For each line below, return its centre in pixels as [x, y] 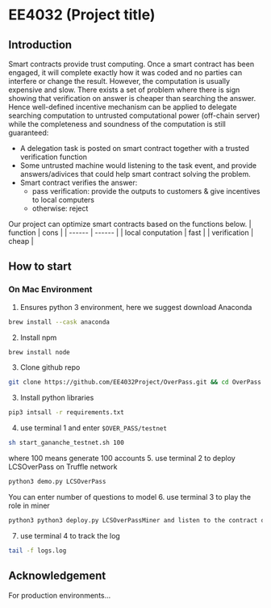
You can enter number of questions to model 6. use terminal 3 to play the [130, 497]
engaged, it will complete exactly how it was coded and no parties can [125, 73]
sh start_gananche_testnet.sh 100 [67, 443]
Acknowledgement [57, 576]
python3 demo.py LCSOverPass [57, 482]
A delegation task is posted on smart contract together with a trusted [135, 148]
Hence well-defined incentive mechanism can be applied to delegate [123, 107]
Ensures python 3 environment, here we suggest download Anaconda [136, 307]
